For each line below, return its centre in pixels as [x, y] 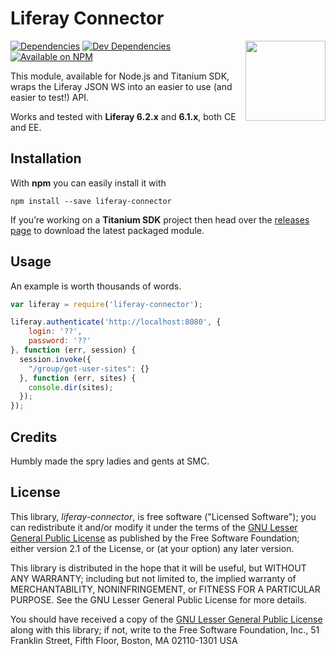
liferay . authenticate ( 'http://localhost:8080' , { [116, 322]
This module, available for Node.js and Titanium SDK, [120, 76]
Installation [46, 158]
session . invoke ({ [55, 359]
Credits [34, 437]
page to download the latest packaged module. [107, 230]
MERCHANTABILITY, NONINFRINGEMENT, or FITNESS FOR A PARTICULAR [165, 589]
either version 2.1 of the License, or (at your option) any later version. [152, 548]
